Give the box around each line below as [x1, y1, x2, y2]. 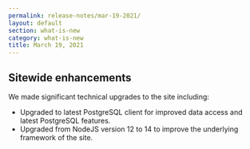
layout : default [8, 19, 62, 27]
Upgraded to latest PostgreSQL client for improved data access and [19, 107, 243, 116]
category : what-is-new [8, 33, 84, 42]
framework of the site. [19, 132, 93, 142]
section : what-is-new [8, 26, 81, 34]
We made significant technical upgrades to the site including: [8, 92, 210, 101]
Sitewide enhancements [8, 71, 132, 84]
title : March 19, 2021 [8, 41, 84, 49]
